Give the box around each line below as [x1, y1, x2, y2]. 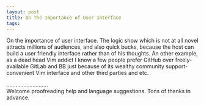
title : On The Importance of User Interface [6, 15, 122, 21]
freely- [175, 56, 192, 64]
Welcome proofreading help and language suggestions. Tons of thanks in [6, 88, 191, 95]
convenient [6, 69, 35, 77]
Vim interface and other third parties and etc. [35, 69, 149, 77]
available [6, 63, 29, 70]
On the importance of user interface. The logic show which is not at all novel [6, 37, 199, 44]
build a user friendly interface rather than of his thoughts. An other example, [6, 50, 199, 57]
